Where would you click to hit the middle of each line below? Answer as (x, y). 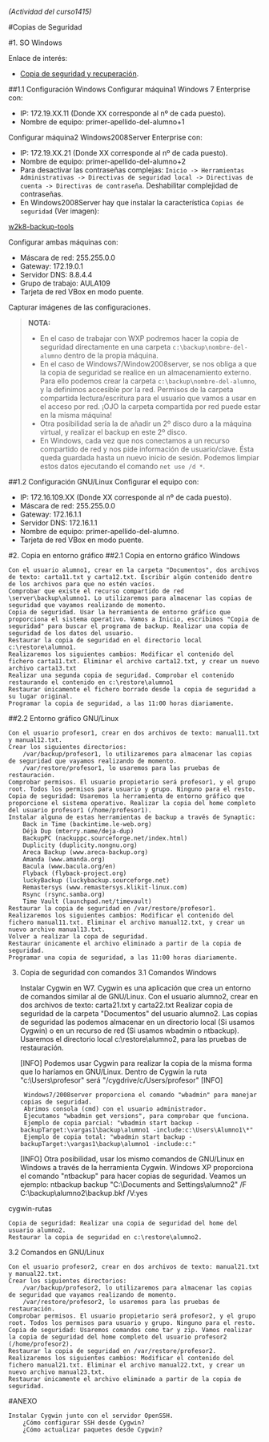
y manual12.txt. (35, 740)
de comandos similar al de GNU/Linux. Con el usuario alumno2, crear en (139, 996)
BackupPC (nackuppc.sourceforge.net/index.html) (105, 838)
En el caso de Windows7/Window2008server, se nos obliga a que (149, 364)
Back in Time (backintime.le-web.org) (87, 824)
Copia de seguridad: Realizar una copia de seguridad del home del (123, 1223)
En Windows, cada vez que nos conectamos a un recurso (134, 441)
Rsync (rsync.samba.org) (64, 894)
